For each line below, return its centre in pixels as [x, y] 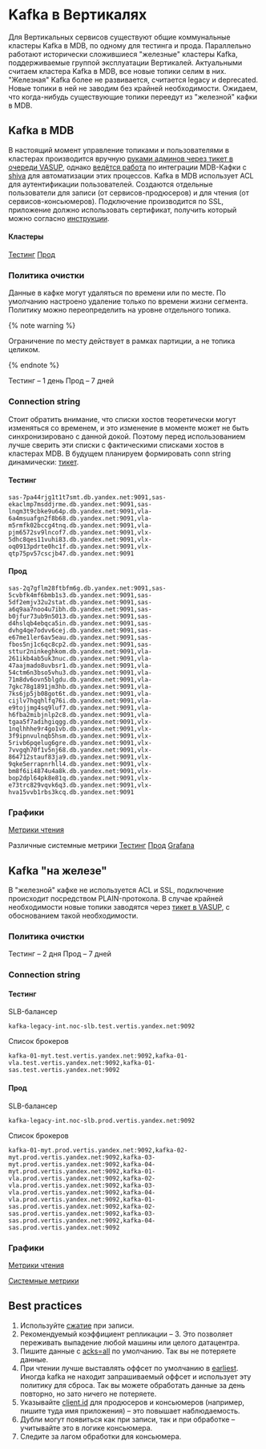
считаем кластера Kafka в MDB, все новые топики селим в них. [117, 71]
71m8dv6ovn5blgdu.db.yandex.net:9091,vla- [80, 679]
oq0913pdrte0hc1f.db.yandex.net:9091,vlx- [80, 546]
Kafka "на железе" [58, 871]
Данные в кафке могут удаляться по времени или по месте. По [117, 293]
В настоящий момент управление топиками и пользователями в [119, 149]
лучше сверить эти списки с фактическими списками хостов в [116, 444]
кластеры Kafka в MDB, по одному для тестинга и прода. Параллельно [130, 45]
